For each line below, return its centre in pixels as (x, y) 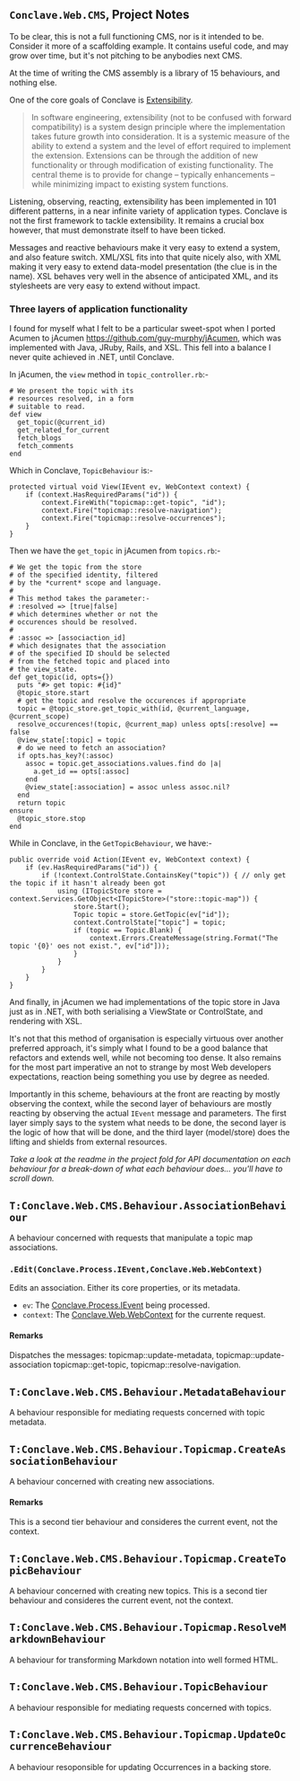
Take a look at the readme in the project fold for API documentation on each (150, 1159)
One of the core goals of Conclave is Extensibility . (101, 100)
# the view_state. (43, 670)
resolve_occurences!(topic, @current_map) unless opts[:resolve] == (148, 725)
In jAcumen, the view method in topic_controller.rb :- (109, 375)
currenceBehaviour (60, 1746)
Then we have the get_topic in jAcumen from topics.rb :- (115, 551)
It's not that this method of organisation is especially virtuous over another (146, 1039)
